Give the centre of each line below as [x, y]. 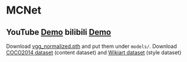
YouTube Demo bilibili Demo [59, 32]
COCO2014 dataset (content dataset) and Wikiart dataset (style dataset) [94, 53]
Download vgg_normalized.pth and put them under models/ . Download [91, 46]
